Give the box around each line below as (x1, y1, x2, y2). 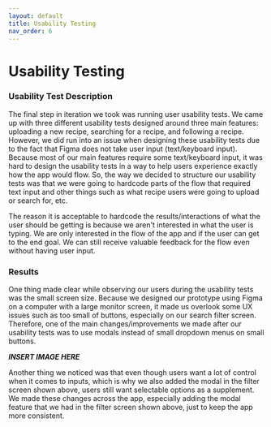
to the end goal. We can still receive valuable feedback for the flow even (8, 237, 250, 247)
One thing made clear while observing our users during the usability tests (8, 285, 254, 295)
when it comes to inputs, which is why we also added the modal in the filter (8, 377, 260, 386)
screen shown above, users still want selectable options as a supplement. (8, 385, 255, 395)
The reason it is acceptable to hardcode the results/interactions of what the (8, 211, 261, 221)
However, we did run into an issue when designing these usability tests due (8, 135, 260, 144)
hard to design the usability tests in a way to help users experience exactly (8, 161, 258, 170)
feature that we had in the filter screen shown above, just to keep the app (8, 403, 253, 412)
